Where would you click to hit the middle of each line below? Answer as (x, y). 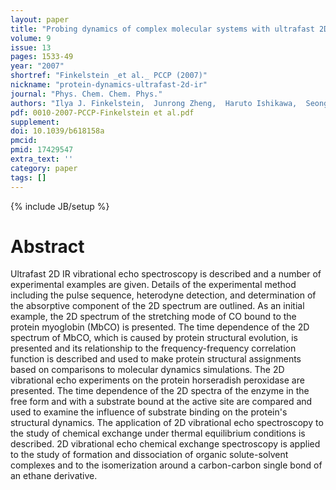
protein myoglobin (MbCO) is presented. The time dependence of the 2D (160, 327)
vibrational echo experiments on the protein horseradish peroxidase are (157, 380)
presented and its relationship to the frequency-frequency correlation (153, 348)
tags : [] (28, 177)
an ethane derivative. (54, 476)
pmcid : (24, 141)
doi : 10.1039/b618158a (57, 131)
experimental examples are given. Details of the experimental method (153, 285)
